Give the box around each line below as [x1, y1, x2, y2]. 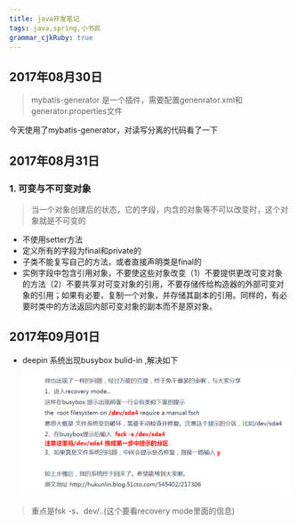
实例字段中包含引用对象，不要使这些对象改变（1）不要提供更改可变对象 [21, 267, 283, 278]
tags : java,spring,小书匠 [9, 23, 101, 33]
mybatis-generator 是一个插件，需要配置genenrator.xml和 [30, 94, 243, 106]
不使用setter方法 [21, 234, 83, 245]
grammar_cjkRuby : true [9, 33, 93, 42]
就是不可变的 [38, 214, 86, 226]
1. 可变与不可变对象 [9, 182, 92, 195]
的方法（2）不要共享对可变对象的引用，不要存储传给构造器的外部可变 [21, 279, 277, 289]
